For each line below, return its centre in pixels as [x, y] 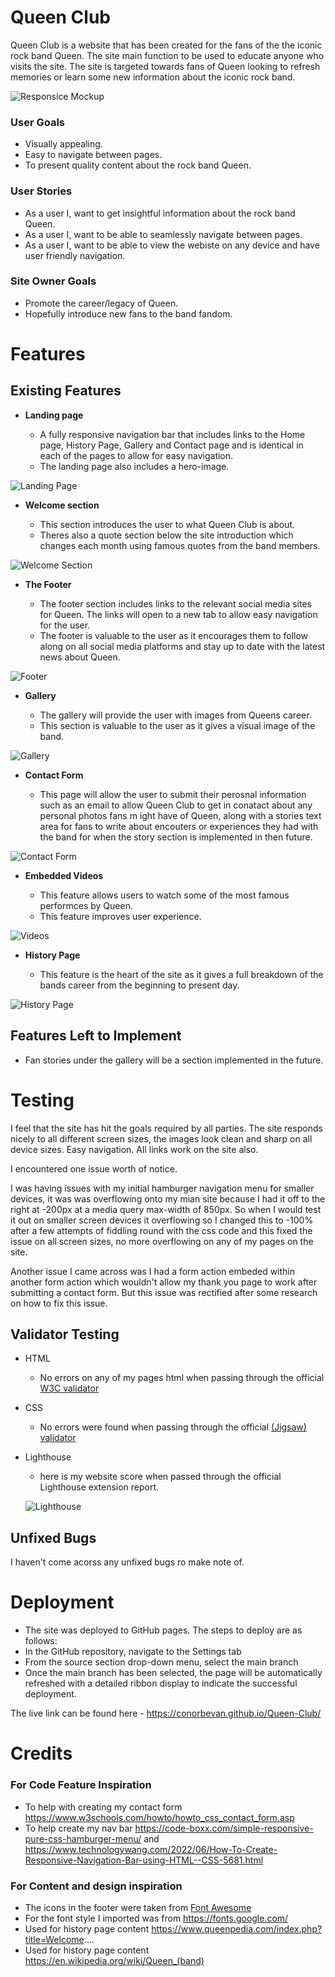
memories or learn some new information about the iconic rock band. [153, 77]
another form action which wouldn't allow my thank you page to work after [164, 1282]
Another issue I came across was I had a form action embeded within [153, 1271]
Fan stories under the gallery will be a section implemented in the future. [174, 1060]
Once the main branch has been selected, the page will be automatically [173, 1673]
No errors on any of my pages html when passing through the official [182, 1378]
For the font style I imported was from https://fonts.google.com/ [156, 1918]
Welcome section [62, 505]
